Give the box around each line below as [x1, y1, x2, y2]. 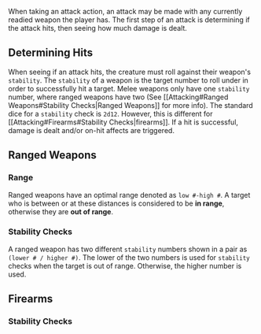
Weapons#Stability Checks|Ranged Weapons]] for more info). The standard [8, 100, 253, 109]
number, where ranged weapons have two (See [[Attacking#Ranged [8, 92, 229, 102]
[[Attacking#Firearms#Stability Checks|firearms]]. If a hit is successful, [8, 117, 238, 127]
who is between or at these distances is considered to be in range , [8, 199, 225, 208]
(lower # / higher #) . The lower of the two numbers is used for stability [8, 252, 250, 262]
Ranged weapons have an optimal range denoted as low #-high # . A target [8, 190, 251, 199]
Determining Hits [8, 46, 93, 60]
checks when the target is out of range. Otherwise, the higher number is [8, 261, 242, 270]
